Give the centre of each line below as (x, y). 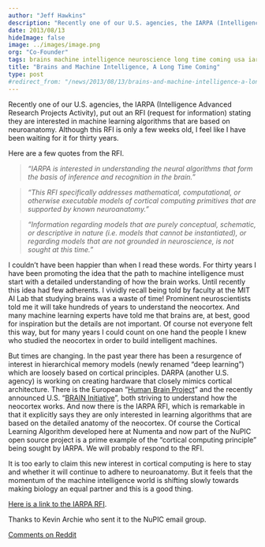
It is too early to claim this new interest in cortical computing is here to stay (130, 463)
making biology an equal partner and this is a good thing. (101, 489)
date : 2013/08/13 (37, 30)
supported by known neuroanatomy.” (88, 209)
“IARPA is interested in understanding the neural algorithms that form (140, 168)
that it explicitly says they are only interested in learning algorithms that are (130, 414)
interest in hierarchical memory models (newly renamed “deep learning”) (126, 364)
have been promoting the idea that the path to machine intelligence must (126, 273)
